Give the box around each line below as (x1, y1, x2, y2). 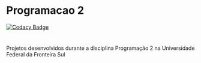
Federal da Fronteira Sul (6, 51, 65, 58)
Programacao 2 (6, 4, 85, 17)
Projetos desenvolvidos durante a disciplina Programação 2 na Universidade (6, 44, 195, 52)
